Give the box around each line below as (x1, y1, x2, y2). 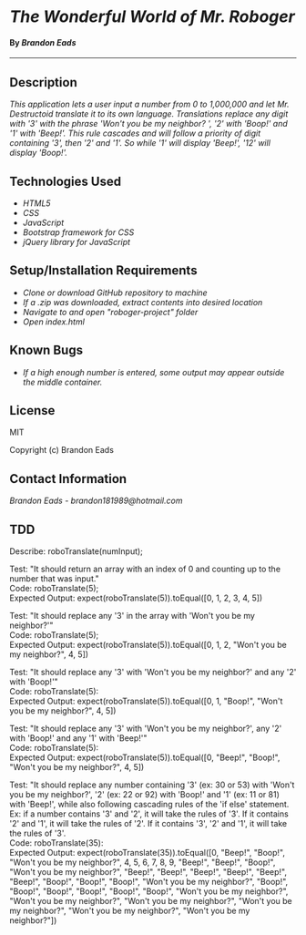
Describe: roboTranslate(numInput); (9, 546, 144, 557)
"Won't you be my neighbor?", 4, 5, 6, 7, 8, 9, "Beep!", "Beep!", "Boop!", (9, 857, 276, 868)
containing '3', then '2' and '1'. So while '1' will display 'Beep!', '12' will (9, 138, 271, 149)
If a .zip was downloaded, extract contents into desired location (22, 296, 263, 307)
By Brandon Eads (9, 36, 76, 47)
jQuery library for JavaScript (22, 237, 130, 248)
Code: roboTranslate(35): (9, 837, 104, 848)
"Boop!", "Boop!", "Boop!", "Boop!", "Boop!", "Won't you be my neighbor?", (9, 886, 289, 897)
